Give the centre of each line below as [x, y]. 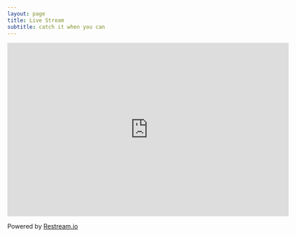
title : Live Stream [36, 20]
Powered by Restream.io [43, 226]
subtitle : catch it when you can [56, 27]
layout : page [26, 14]
